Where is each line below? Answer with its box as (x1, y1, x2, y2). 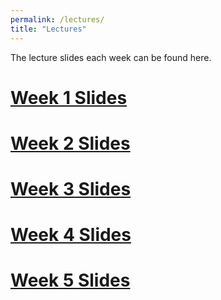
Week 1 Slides (10, 86, 128, 109)
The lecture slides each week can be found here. (10, 51, 212, 63)
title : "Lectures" (10, 24, 87, 34)
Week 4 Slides (10, 224, 132, 246)
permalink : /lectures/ (10, 14, 105, 25)
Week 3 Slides (10, 178, 132, 201)
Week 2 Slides (10, 132, 131, 155)
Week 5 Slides (10, 269, 131, 292)
